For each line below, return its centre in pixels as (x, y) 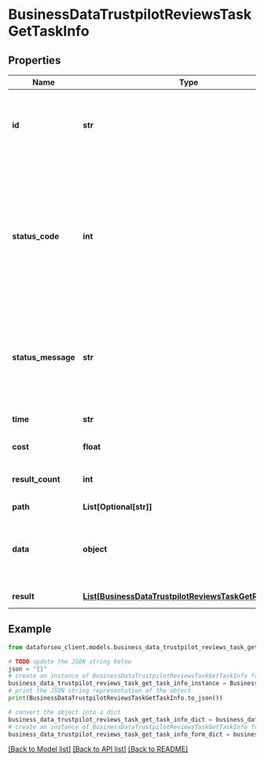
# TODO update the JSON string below (70, 661)
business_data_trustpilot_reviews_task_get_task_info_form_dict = (119, 734)
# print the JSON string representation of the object (100, 691)
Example (30, 629)
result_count (36, 479)
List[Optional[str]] (117, 507)
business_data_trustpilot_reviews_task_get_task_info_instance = (117, 683)
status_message (44, 357)
